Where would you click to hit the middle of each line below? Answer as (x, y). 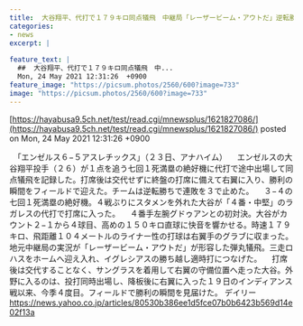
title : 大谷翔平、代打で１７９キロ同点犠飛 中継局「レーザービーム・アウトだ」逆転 (150, 18)
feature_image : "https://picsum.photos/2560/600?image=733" (125, 85)
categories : (32, 26)
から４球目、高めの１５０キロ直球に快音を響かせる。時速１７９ (172, 224)
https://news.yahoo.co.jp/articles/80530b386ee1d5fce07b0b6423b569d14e (151, 303)
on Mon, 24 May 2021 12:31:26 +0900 (80, 138)
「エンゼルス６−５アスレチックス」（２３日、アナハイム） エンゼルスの (151, 157)
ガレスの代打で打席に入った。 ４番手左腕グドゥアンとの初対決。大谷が (145, 213)
